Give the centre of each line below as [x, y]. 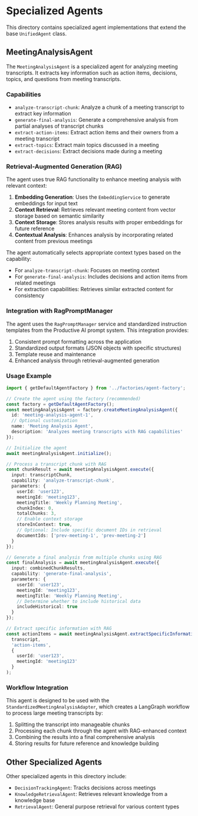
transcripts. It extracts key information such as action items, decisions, [92, 73]
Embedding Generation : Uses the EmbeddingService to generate [92, 197]
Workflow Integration [37, 688]
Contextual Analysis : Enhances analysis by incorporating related [94, 235]
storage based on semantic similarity [60, 216]
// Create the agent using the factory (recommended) [74, 399]
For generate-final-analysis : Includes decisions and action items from [101, 277]
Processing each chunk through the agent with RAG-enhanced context [100, 731]
